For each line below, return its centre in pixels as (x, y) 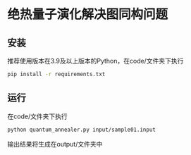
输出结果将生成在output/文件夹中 (55, 144)
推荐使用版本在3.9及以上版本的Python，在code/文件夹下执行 (95, 61)
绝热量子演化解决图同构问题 (88, 14)
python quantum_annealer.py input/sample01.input (82, 130)
